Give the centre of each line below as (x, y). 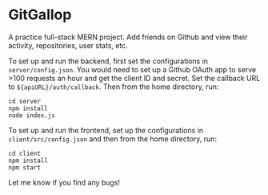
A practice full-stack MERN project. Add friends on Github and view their (128, 37)
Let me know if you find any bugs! (64, 182)
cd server (25, 101)
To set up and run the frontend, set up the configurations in (106, 130)
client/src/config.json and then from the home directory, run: (113, 139)
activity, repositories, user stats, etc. (68, 45)
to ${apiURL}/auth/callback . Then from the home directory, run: (114, 87)
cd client (25, 153)
